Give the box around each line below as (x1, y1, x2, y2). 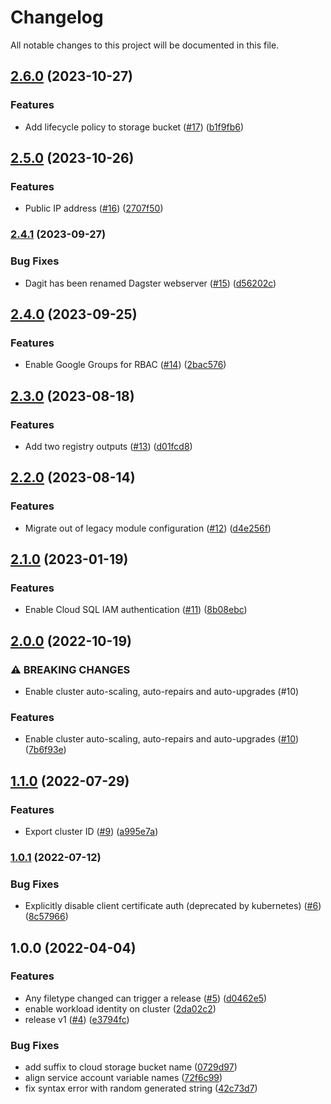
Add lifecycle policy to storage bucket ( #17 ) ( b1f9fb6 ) (24, 121, 245, 133)
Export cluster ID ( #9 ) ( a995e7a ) (24, 825, 159, 837)
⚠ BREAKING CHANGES (10, 662, 131, 676)
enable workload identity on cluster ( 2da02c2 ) (24, 1002, 217, 1015)
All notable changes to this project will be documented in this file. (10, 39, 280, 51)
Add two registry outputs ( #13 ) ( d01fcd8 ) (24, 440, 193, 452)
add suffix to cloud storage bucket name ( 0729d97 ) (24, 1061, 238, 1073)
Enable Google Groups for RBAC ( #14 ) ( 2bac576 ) (24, 359, 227, 371)
